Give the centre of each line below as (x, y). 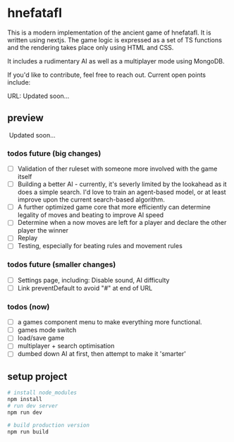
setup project (37, 376)
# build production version (49, 425)
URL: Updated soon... (38, 96)
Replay (27, 238)
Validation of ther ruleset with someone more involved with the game (117, 169)
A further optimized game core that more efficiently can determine (114, 207)
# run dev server (33, 406)
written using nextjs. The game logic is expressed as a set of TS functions (115, 39)
